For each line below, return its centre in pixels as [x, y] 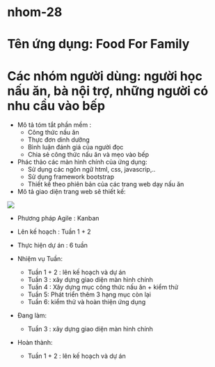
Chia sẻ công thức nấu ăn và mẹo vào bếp [88, 155]
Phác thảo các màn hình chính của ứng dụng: [82, 162]
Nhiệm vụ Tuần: [40, 259]
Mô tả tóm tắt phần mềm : [54, 125]
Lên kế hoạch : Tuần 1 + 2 [54, 232]
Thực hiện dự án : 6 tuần [53, 246]
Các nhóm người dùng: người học [105, 76]
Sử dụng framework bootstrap [71, 177]
